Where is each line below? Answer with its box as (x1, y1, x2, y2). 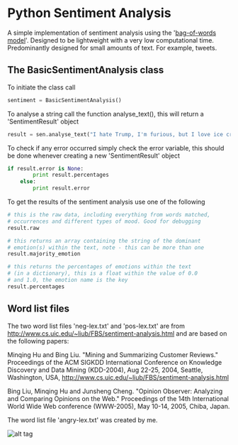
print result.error (33, 185, 91, 192)
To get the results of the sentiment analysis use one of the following (7, 197, 205, 206)
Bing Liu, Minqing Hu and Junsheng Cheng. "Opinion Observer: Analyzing (7, 387, 223, 395)
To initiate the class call (7, 83, 76, 92)
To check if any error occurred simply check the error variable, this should (7, 143, 225, 152)
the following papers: (7, 336, 69, 345)
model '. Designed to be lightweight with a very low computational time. (7, 35, 215, 44)
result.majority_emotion (7, 251, 81, 258)
